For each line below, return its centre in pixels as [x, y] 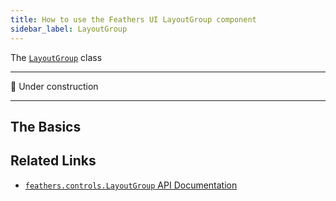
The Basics [46, 126]
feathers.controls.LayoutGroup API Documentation [131, 185]
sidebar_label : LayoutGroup [69, 29]
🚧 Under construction [54, 86]
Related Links [53, 161]
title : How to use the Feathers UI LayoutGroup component [133, 19]
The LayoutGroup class [56, 57]
